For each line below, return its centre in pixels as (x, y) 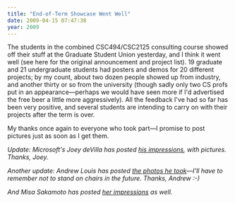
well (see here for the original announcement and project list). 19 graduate (115, 62)
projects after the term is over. (51, 115)
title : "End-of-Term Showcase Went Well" (69, 14)
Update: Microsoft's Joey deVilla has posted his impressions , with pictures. (117, 150)
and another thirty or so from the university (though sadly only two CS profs (117, 85)
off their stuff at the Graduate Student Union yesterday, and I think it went (114, 54)
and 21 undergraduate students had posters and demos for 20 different (110, 70)
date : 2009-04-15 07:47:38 (47, 21)
